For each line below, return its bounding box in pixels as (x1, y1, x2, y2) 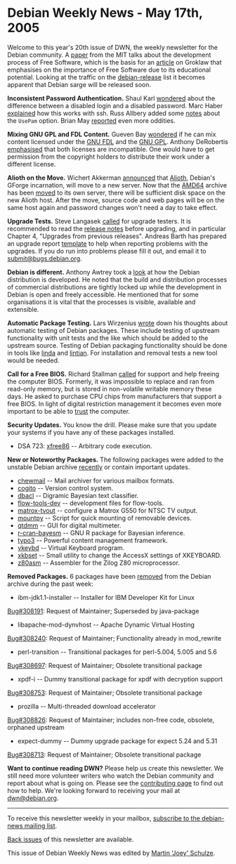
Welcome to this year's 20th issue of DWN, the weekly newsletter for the (7, 43, 218, 51)
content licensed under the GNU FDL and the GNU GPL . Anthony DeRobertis (7, 137, 228, 145)
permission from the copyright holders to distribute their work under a (7, 152, 210, 161)
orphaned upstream (7, 723, 65, 731)
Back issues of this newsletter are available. (7, 834, 134, 844)
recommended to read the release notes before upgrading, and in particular (7, 224, 226, 233)
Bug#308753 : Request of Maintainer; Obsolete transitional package (7, 688, 202, 697)
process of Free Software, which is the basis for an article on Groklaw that (7, 58, 222, 66)
